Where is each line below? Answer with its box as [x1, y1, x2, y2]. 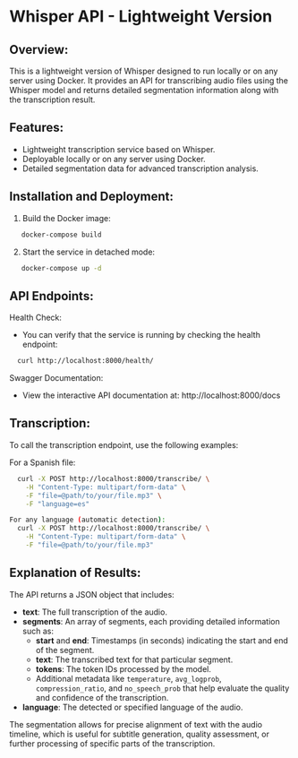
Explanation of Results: [9, 565, 141, 581]
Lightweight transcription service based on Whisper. [21, 143, 216, 154]
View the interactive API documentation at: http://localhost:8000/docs [21, 390, 281, 401]
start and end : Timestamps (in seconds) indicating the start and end [35, 634, 289, 646]
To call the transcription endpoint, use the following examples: [9, 439, 239, 450]
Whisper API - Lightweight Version [9, 6, 273, 27]
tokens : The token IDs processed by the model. [35, 663, 212, 674]
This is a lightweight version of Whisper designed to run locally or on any [9, 65, 278, 76]
